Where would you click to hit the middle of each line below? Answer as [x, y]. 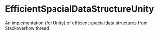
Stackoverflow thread [27, 28]
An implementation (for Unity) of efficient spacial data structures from [76, 23]
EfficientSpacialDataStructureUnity [80, 9]
